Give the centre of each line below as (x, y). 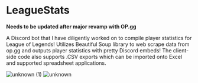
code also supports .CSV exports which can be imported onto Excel (100, 57)
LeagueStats (38, 10)
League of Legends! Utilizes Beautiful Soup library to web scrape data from (98, 44)
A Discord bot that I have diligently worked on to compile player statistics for (99, 38)
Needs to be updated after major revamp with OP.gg (71, 26)
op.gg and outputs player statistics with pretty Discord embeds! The (89, 50)
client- (181, 50)
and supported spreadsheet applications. (56, 63)
